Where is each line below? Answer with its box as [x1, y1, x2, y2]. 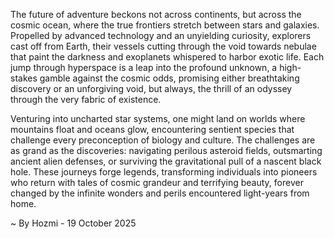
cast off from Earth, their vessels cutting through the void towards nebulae [10, 40, 317, 52]
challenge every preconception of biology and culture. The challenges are [10, 134, 316, 146]
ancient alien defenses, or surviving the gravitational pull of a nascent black [10, 155, 322, 167]
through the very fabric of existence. [10, 94, 162, 105]
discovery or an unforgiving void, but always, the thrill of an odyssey [10, 83, 293, 94]
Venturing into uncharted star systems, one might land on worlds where [10, 113, 306, 124]
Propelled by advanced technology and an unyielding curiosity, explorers [10, 30, 312, 41]
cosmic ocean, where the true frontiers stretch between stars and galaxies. [10, 19, 320, 31]
